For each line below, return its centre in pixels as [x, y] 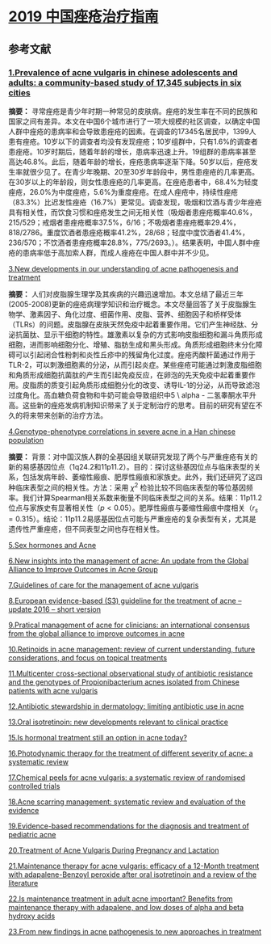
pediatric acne [32, 835]
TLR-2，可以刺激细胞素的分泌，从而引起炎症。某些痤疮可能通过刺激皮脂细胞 [135, 365]
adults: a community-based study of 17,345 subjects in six [125, 82]
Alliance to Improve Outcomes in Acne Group [83, 570]
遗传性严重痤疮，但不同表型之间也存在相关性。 [86, 529]
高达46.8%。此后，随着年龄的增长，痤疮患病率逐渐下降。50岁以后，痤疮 [130, 162]
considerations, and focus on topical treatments [88, 658]
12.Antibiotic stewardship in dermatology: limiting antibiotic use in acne [126, 706]
